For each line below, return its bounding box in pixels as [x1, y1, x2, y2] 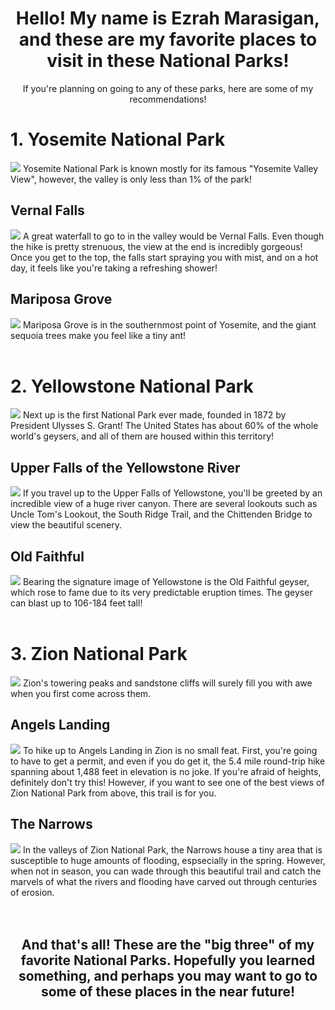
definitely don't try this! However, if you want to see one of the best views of [10, 776, 325, 788]
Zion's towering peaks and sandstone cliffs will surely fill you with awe [22, 677, 313, 689]
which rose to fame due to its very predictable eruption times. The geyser [10, 587, 313, 599]
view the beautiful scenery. [10, 519, 123, 531]
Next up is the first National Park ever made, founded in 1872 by [22, 409, 287, 421]
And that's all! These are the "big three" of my [21, 937, 315, 954]
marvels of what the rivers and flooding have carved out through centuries [10, 875, 318, 887]
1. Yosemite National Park [10, 128, 226, 151]
